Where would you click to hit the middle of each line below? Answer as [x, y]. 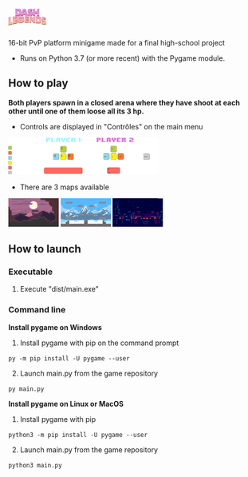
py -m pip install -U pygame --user [69, 358]
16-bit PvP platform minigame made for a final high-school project [116, 42]
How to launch [45, 249]
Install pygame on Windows [55, 327]
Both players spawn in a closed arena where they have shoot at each [124, 102]
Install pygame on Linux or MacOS [66, 403]
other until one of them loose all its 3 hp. [77, 111]
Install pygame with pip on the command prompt [99, 343]
